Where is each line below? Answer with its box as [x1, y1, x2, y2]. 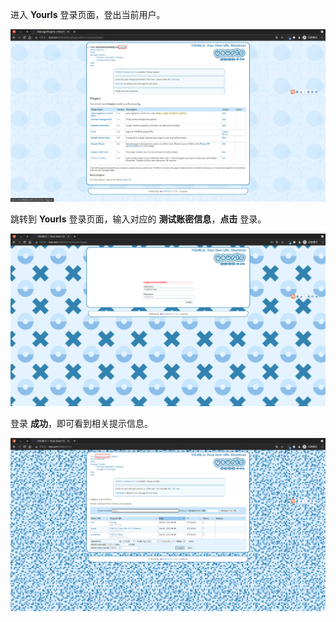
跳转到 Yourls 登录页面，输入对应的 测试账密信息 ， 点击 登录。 [10, 213, 267, 225]
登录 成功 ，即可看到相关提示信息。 [10, 418, 153, 430]
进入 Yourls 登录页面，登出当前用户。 [10, 9, 166, 20]
